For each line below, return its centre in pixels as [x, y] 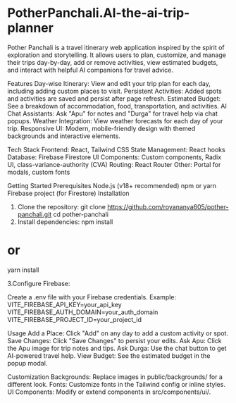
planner [31, 28]
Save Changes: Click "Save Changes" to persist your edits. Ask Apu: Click [114, 340]
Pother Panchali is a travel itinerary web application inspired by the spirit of [116, 47]
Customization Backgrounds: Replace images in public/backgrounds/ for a [115, 377]
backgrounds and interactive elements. [64, 136]
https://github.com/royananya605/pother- [168, 206]
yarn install [23, 270]
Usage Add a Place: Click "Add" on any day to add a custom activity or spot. [118, 333]
